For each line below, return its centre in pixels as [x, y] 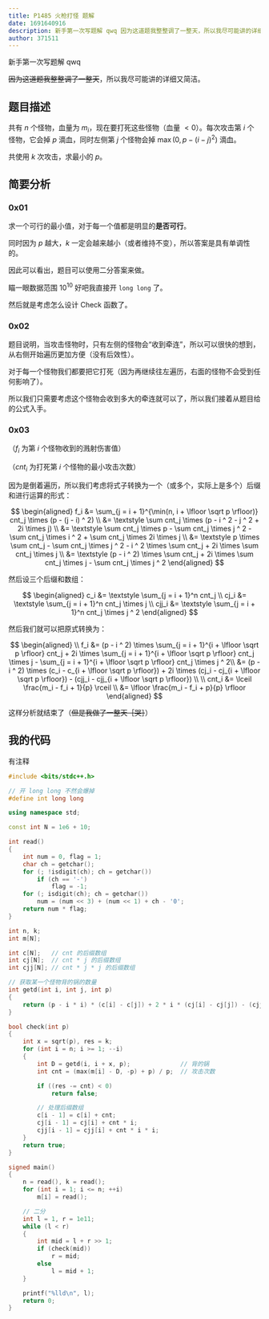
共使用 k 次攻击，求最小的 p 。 [58, 157]
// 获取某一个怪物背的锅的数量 [53, 983]
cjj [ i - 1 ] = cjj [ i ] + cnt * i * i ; [98, 1130]
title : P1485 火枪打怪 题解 [51, 16]
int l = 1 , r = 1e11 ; [58, 1219]
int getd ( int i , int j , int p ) [60, 990]
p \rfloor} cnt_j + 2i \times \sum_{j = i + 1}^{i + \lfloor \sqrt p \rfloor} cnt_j [134, 653]
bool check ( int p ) [39, 1027]
